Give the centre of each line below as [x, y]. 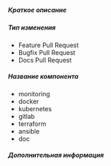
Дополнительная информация [56, 155]
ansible [29, 132]
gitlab [27, 117]
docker [29, 101]
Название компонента [43, 76]
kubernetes [35, 109]
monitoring [34, 94]
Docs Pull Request [45, 60]
